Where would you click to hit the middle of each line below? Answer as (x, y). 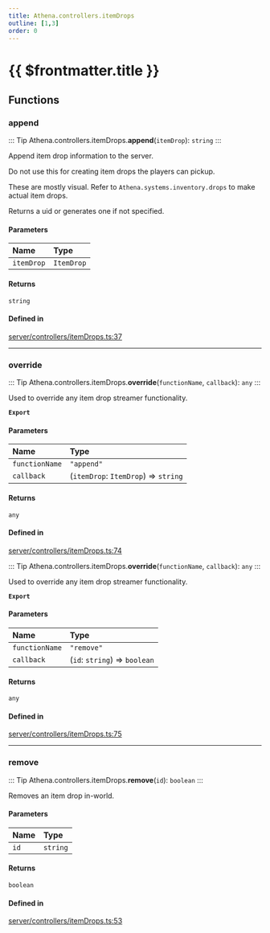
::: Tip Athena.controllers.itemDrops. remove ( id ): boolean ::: (106, 780)
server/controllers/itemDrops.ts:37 (65, 336)
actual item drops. (38, 196)
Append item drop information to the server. (81, 156)
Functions (34, 100)
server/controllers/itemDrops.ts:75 (65, 734)
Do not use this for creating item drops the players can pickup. (112, 172)
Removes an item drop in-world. (61, 796)
